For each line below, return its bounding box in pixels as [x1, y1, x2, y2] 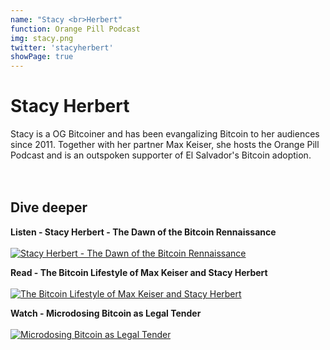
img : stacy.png [10, 33, 74, 43]
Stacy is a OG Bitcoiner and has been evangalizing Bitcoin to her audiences [10, 128, 320, 140]
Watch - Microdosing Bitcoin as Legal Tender [10, 307, 202, 319]
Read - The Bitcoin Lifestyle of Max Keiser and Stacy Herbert [10, 266, 268, 278]
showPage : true [10, 52, 74, 62]
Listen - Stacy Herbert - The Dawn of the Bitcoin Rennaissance [10, 226, 277, 238]
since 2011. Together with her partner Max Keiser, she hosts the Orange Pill [10, 139, 320, 151]
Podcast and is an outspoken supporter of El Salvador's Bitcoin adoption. [10, 149, 312, 161]
